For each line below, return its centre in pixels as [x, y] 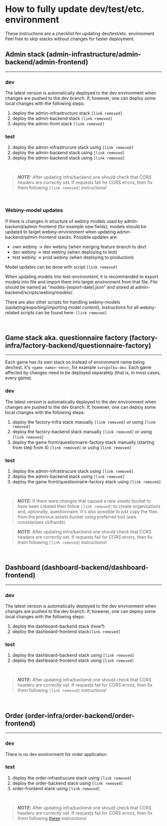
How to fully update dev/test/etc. [75, 9]
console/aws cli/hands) [41, 522]
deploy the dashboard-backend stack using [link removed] [73, 655]
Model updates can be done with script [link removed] [61, 267]
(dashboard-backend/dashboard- [95, 568]
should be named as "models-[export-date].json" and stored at [70, 287]
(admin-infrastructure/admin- [94, 54]
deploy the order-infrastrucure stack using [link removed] [72, 778]
